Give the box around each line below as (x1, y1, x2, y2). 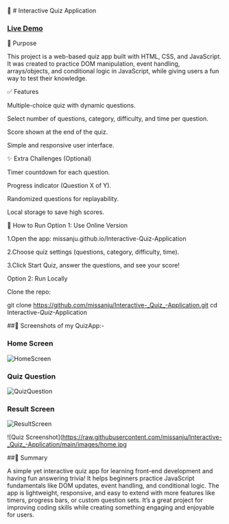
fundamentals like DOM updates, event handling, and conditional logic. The (7, 481, 219, 490)
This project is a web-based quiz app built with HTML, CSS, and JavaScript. (7, 52, 221, 61)
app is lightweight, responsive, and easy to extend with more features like (7, 489, 215, 497)
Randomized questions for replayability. (7, 195, 119, 203)
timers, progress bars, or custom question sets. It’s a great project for (7, 496, 204, 504)
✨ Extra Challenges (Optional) (7, 154, 92, 163)
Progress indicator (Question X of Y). (7, 182, 112, 190)
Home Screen (7, 339, 53, 348)
